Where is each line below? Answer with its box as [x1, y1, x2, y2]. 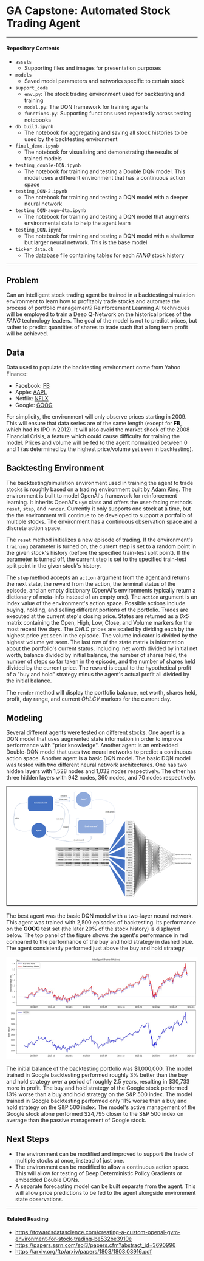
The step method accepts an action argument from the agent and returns [6, 574, 190, 581]
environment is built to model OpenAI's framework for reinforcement [6, 492, 177, 499]
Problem [6, 275, 39, 286]
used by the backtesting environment [24, 136, 118, 143]
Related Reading [6, 1215, 49, 1222]
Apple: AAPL [15, 388, 47, 396]
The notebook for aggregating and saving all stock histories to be [24, 129, 188, 137]
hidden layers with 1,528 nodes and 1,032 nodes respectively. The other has [6, 768, 196, 775]
